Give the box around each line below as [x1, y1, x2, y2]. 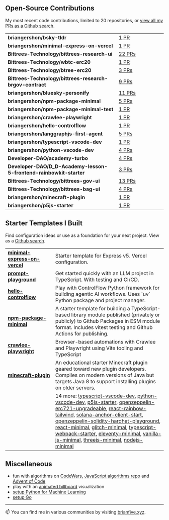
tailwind [55, 411, 74, 418]
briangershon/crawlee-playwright [8, 114, 92, 121]
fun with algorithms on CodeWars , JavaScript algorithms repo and [12, 473, 149, 479]
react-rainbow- [108, 405, 147, 412]
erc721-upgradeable [55, 405, 107, 412]
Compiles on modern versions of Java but [55, 372, 154, 379]
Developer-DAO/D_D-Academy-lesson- [8, 163, 108, 170]
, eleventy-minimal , [95, 430, 142, 437]
